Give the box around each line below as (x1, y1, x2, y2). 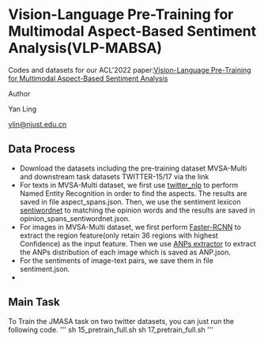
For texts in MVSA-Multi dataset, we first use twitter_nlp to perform (19, 180, 239, 190)
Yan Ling (8, 104, 37, 114)
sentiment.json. (19, 264, 70, 273)
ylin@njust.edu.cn (8, 119, 67, 129)
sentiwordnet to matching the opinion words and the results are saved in (19, 205, 255, 215)
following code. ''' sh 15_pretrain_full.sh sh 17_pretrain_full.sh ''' (8, 325, 214, 334)
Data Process (8, 142, 76, 156)
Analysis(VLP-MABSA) (8, 39, 163, 57)
